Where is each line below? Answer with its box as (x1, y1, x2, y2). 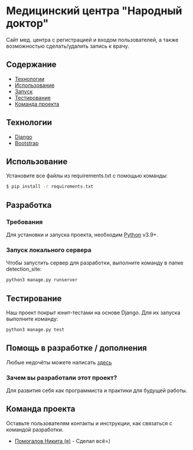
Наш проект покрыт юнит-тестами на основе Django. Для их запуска (6, 309, 181, 316)
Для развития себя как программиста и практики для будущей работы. (6, 387, 188, 394)
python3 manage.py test (6, 327, 65, 332)
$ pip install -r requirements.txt (6, 184, 94, 190)
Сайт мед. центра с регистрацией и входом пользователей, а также (6, 36, 179, 43)
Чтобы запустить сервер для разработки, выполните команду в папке (6, 259, 184, 266)
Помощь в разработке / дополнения (6, 343, 148, 353)
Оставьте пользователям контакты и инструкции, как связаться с (6, 419, 173, 426)
